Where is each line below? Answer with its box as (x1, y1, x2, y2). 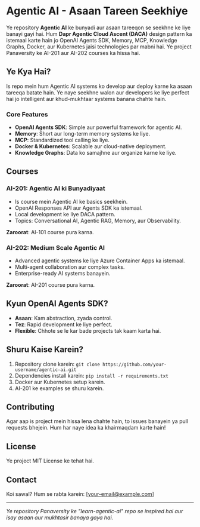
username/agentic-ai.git (14, 366, 77, 373)
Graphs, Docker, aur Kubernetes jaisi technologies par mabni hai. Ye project (6, 43, 192, 50)
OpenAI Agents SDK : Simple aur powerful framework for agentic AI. (14, 124, 182, 131)
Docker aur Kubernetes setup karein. (14, 378, 105, 385)
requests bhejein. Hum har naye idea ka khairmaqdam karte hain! (6, 424, 166, 431)
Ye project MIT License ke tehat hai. (6, 457, 94, 464)
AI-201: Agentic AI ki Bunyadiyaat (6, 184, 105, 192)
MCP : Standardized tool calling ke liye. (14, 136, 110, 144)
